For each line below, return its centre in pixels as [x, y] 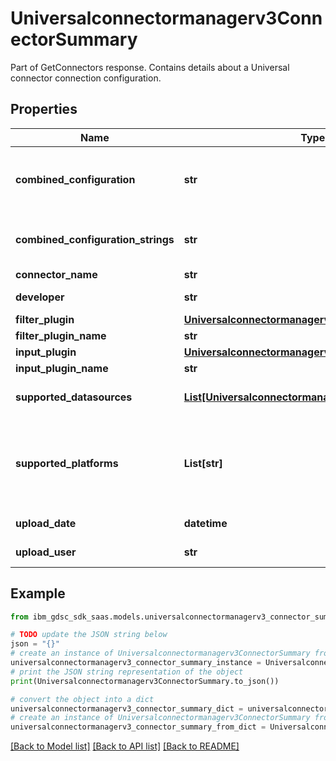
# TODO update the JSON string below [89, 635]
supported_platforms [67, 463]
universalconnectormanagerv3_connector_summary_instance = [136, 663]
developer [40, 297]
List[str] [203, 463]
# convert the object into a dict [82, 699]
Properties [44, 109]
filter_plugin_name [61, 335]
